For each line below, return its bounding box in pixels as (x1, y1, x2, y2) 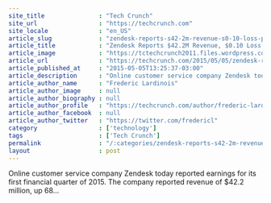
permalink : (8, 139, 103, 147)
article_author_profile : (8, 101, 103, 110)
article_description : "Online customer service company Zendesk (8, 72, 251, 80)
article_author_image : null (8, 86, 121, 95)
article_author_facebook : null (8, 110, 121, 118)
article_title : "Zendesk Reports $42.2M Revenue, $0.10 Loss (8, 42, 262, 50)
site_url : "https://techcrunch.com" (8, 19, 194, 27)
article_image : (8, 49, 103, 57)
